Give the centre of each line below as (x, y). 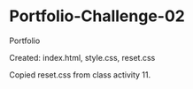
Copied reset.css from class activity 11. (80, 74)
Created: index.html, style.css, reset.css (82, 57)
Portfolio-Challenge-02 (97, 16)
